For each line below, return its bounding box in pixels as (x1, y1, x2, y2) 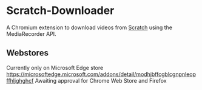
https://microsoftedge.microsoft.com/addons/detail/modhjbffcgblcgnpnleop (6, 71, 196, 78)
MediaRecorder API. (6, 30, 56, 37)
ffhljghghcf (6, 77, 34, 84)
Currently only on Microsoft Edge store (6, 64, 104, 71)
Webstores (6, 48, 49, 58)
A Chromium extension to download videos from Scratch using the (6, 24, 173, 31)
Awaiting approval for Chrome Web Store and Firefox (35, 77, 167, 84)
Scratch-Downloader (6, 4, 115, 18)
